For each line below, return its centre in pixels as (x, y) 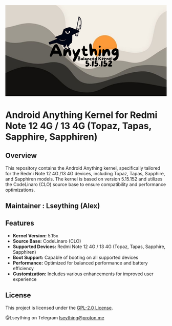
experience (25, 279)
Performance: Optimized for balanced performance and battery (80, 263)
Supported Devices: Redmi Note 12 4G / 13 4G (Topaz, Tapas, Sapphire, (89, 247)
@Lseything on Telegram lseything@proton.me (55, 317)
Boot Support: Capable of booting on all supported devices (76, 257)
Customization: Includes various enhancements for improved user (83, 274)
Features (20, 223)
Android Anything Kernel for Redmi (81, 115)
